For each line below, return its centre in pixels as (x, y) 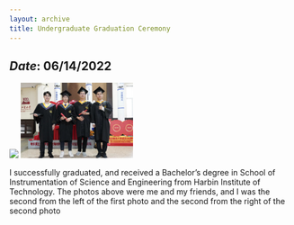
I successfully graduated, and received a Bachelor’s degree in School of (143, 172)
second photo (35, 211)
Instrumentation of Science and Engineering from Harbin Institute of (135, 182)
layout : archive (40, 19)
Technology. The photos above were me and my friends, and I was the (140, 191)
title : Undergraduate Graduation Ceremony (90, 28)
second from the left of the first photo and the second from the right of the (147, 201)
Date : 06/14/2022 (61, 66)
